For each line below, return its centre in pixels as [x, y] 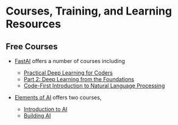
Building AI [37, 116]
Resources [34, 24]
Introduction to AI [45, 109]
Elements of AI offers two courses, [58, 97]
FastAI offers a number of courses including [70, 61]
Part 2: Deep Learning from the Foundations [79, 79]
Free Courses [32, 46]
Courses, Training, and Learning [89, 11]
